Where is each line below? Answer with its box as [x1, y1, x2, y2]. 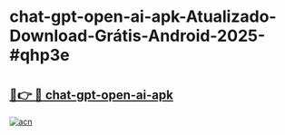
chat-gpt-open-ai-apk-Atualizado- [9, 6, 277, 27]
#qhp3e [9, 45, 70, 65]
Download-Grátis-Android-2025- [9, 25, 266, 46]
